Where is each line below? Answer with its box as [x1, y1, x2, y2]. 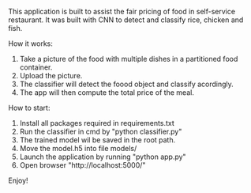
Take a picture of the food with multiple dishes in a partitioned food [19, 55, 238, 63]
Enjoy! [8, 176, 29, 185]
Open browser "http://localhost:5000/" [19, 161, 146, 169]
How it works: [8, 39, 54, 48]
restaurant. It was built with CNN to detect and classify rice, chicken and [8, 15, 244, 25]
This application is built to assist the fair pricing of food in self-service [8, 7, 235, 16]
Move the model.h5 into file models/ [19, 144, 137, 153]
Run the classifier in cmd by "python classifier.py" [19, 127, 182, 136]
